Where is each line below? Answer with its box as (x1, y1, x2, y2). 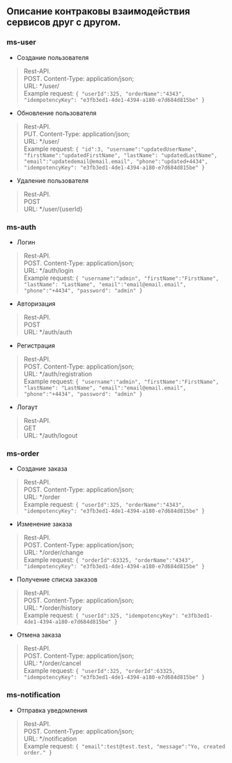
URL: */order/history (23, 604, 82, 612)
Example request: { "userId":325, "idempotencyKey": (23, 611, 179, 620)
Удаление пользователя (16, 176, 88, 184)
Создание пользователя (16, 53, 89, 61)
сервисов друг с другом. (6, 17, 121, 29)
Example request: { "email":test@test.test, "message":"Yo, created (23, 741, 226, 750)
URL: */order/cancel (23, 659, 82, 667)
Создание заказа (16, 464, 68, 473)
